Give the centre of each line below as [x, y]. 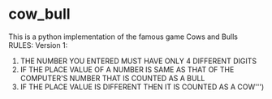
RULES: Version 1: [38, 45]
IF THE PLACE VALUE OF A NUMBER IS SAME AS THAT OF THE [127, 69]
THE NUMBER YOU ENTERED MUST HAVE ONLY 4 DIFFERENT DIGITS [138, 61]
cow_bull [39, 14]
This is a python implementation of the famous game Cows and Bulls [123, 37]
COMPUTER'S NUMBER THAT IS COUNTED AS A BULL [112, 78]
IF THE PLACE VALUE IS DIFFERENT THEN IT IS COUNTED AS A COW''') [142, 87]
